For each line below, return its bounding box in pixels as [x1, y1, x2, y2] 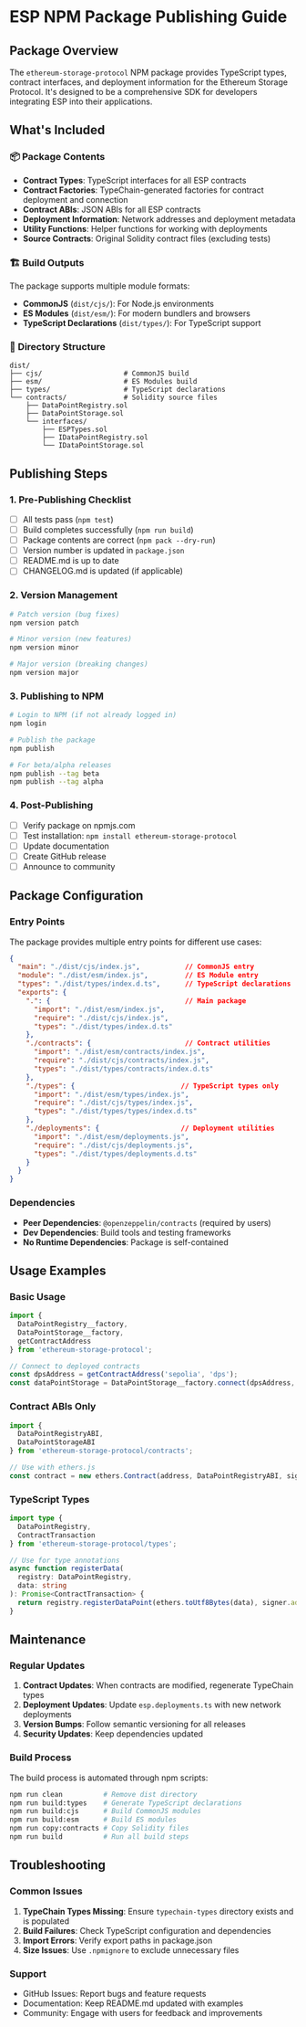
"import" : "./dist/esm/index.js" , [33, 1005, 166, 1014]
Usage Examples [9, 1262, 107, 1278]
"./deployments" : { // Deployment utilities [25, 1124, 275, 1134]
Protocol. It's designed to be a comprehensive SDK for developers [9, 87, 258, 97]
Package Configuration [9, 888, 144, 903]
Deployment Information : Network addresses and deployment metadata [22, 213, 296, 225]
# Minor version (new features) [9, 635, 132, 644]
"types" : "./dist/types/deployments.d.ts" [33, 1149, 198, 1158]
